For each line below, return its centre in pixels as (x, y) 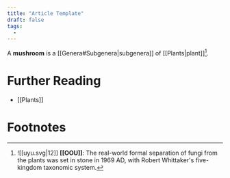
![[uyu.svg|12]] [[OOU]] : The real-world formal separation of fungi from (117, 153)
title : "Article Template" (46, 13)
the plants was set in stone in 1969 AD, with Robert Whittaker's (105, 160)
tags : (15, 26)
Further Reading (54, 81)
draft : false (26, 20)
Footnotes (37, 128)
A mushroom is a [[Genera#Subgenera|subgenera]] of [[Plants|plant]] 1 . (108, 52)
